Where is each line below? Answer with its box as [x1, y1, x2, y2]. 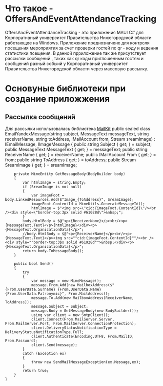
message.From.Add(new [31, 282, 76, 287]
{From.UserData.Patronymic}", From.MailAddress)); [5, 291, 110, 296]
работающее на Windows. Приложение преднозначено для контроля [5, 40, 150, 45]
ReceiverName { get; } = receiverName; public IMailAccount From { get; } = [5, 151, 156, 157]
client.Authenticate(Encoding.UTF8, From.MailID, [31, 334, 134, 339]
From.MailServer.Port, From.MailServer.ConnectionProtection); [5, 321, 137, 326]
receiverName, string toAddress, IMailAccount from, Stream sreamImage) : [5, 136, 155, 142]
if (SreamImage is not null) [22, 184, 82, 189]
